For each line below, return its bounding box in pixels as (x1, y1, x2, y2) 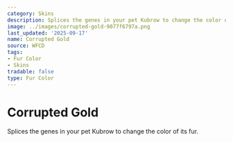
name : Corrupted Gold (7, 36, 70, 43)
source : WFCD (7, 42, 45, 49)
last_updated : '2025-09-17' (7, 29, 89, 37)
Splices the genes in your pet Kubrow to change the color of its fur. (7, 127, 199, 136)
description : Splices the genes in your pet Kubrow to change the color (7, 17, 222, 24)
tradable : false (7, 68, 54, 75)
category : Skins (7, 10, 54, 17)
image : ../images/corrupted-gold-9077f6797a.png (7, 23, 150, 30)
